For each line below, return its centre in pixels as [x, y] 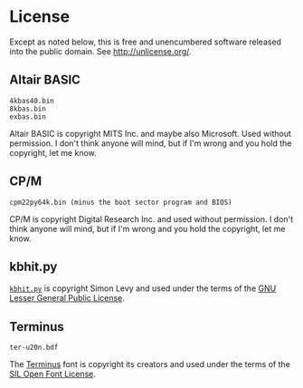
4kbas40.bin [32, 101]
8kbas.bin [28, 109]
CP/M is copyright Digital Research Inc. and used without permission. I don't [151, 218]
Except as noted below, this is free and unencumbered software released [146, 42]
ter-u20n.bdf [34, 348]
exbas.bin [28, 116]
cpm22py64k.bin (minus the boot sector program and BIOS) [121, 202]
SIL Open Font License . [53, 374]
